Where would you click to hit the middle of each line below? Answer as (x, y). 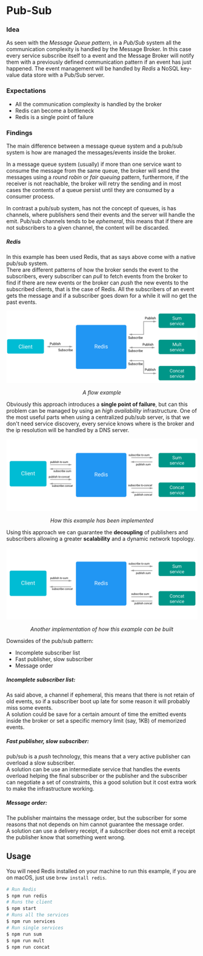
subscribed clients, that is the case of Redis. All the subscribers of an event (101, 289)
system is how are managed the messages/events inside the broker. (91, 153)
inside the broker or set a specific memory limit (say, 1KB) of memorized (96, 720)
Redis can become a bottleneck (55, 111)
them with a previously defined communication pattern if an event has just (99, 62)
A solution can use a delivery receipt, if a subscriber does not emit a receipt (101, 831)
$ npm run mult (25, 941)
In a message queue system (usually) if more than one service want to (94, 164)
